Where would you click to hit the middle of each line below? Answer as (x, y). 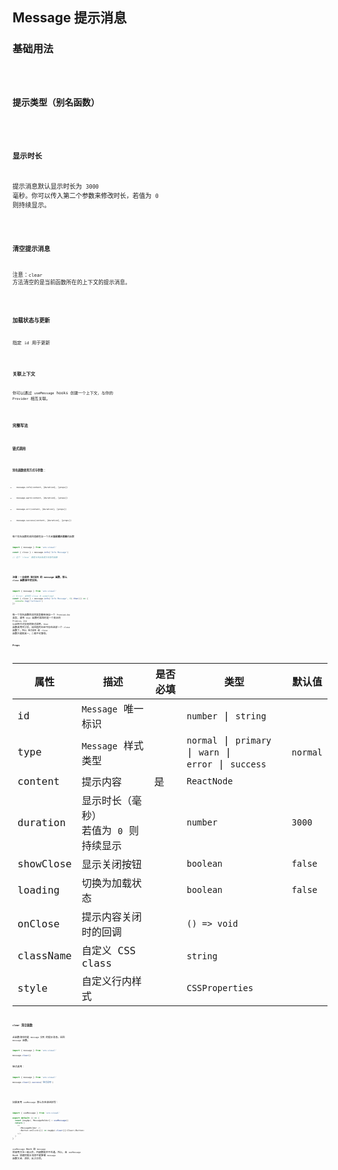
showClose (44, 863)
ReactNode (210, 781)
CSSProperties (220, 988)
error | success (226, 764)
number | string (226, 715)
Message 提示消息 (69, 18)
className (44, 956)
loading (38, 890)
